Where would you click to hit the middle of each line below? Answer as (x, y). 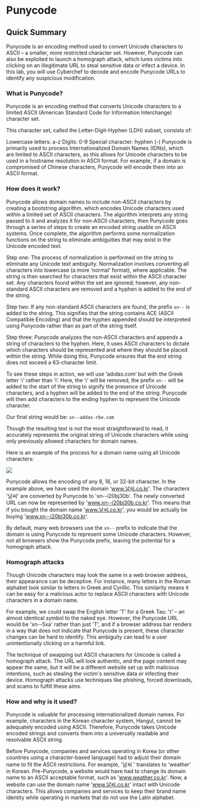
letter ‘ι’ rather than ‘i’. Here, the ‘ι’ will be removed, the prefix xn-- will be (95, 380)
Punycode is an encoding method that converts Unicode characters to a (94, 106)
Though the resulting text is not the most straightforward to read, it (87, 428)
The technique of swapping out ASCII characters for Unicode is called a (93, 655)
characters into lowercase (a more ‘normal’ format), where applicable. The (97, 270)
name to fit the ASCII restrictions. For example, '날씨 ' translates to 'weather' (99, 765)
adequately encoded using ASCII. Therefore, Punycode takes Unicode (91, 727)
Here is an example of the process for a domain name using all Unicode (93, 452)
